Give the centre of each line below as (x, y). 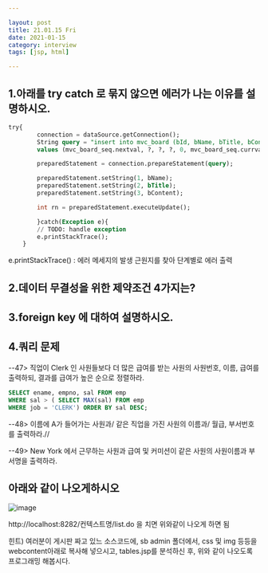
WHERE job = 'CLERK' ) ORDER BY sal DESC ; (78, 407)
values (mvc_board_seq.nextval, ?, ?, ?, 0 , (112, 149)
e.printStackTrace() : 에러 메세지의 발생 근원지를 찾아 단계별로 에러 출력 (120, 261)
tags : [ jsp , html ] (39, 53)
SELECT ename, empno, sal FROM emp (67, 392)
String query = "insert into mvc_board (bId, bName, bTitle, (141, 142)
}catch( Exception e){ (73, 222)
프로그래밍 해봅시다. (39, 561)
